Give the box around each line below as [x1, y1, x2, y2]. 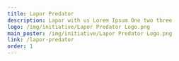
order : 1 [7, 43, 33, 50]
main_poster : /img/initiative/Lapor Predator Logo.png [7, 29, 173, 37]
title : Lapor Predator [7, 10, 74, 18]
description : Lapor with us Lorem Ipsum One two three [7, 17, 173, 24]
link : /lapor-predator [7, 36, 74, 43]
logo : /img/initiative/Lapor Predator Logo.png [7, 23, 151, 30]
